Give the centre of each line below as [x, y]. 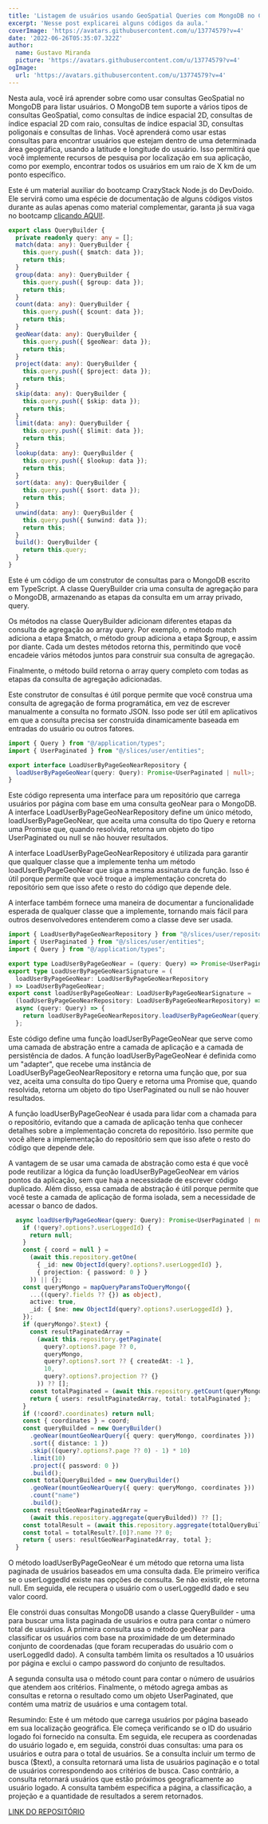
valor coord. [28, 1597]
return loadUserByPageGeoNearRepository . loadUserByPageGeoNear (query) [142, 1016]
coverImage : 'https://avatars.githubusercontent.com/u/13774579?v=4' [126, 30]
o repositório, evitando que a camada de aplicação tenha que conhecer [126, 1122]
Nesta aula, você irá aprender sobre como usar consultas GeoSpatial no [126, 98]
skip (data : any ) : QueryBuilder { [71, 394]
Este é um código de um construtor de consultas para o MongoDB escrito [129, 580]
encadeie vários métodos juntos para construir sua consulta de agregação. [132, 655]
